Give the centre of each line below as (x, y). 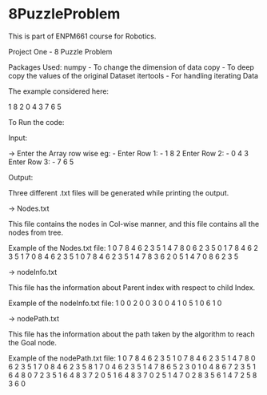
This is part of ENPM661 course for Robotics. (82, 36)
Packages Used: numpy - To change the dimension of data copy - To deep (131, 67)
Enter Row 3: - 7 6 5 (41, 162)
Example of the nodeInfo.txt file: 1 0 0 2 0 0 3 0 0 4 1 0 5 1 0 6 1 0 (115, 303)
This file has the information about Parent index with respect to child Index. (132, 287)
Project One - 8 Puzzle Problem (60, 51)
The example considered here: (59, 91)
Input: (18, 138)
